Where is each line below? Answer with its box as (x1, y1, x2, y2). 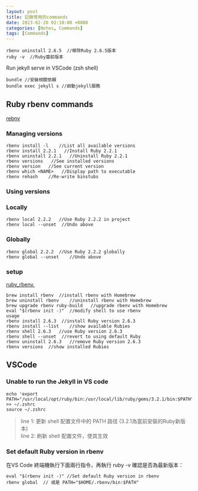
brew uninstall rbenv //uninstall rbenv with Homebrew (6, 298, 151, 304)
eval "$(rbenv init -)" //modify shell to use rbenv (6, 308, 141, 314)
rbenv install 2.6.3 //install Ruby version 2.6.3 (6, 318, 136, 324)
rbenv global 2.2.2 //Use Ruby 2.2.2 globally (6, 249, 126, 255)
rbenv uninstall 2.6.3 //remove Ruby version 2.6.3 (6, 339, 141, 345)
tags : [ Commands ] (6, 31, 49, 37)
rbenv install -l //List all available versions (6, 143, 136, 149)
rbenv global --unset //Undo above (6, 254, 101, 260)
